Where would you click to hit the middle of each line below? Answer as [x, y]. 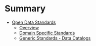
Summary [25, 9]
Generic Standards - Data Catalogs [55, 38]
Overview [29, 27]
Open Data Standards [34, 22]
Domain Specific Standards [47, 33]
